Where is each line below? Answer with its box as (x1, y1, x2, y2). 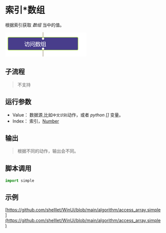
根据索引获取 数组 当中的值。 (5, 22, 65, 28)
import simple (5, 178, 35, 183)
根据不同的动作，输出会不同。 (17, 148, 79, 154)
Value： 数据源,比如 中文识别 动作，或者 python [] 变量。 (12, 112, 123, 117)
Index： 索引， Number (12, 118, 59, 124)
